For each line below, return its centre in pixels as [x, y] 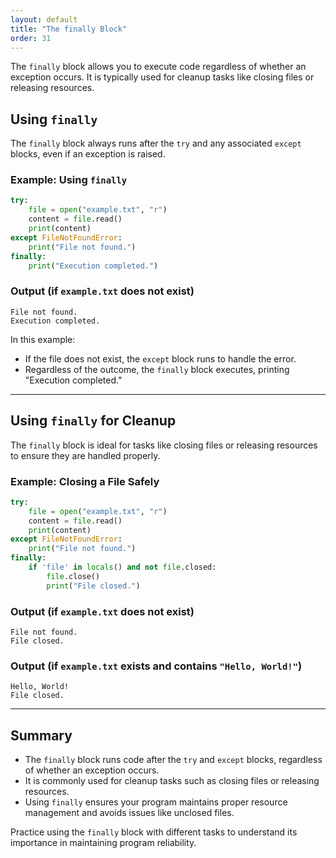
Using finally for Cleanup [93, 421]
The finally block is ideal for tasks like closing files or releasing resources [164, 445]
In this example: [43, 339]
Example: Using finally [69, 180]
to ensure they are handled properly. [85, 455]
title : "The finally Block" [69, 29]
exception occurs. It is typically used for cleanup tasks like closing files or [162, 77]
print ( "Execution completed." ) [93, 266]
